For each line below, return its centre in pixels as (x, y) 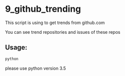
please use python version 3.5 (36, 68)
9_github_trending (43, 9)
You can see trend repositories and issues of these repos (63, 32)
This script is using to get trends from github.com (55, 23)
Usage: (16, 48)
